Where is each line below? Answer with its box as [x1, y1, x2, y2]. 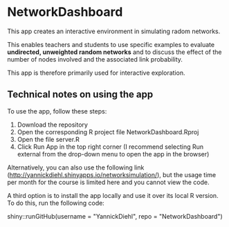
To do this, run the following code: [7, 199, 105, 207]
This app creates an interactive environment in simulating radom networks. [7, 27, 221, 35]
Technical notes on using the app [7, 89, 154, 100]
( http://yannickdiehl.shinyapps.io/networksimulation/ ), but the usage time [7, 170, 217, 179]
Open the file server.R [17, 135, 80, 143]
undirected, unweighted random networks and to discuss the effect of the [7, 48, 222, 56]
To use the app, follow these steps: [7, 107, 107, 115]
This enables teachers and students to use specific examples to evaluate [7, 40, 215, 48]
